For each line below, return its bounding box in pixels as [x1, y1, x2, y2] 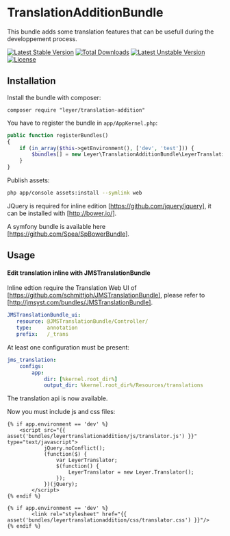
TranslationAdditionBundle [7, 5, 164, 21]
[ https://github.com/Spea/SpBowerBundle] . [7, 230, 130, 238]
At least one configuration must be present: [7, 343, 130, 351]
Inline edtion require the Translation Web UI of [7, 284, 137, 292]
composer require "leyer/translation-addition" [7, 106, 146, 114]
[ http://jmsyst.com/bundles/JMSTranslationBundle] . [7, 298, 153, 306]
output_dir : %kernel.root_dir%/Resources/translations [43, 382, 204, 389]
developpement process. [7, 34, 77, 42]
